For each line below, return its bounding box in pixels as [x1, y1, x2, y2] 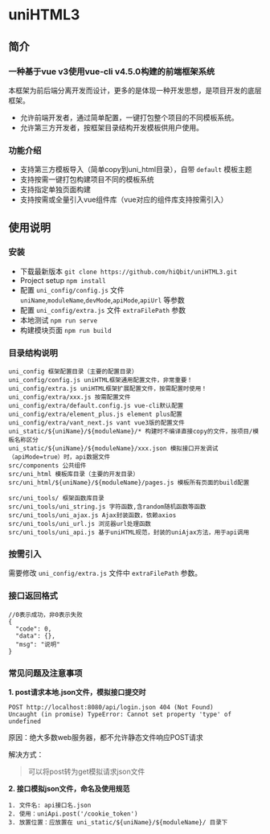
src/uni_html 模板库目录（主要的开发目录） [8, 470, 139, 479]
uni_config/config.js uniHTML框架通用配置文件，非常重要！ [8, 376, 193, 384]
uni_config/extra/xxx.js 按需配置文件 [8, 393, 131, 401]
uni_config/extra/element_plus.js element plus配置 [8, 410, 182, 419]
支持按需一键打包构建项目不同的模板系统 [19, 175, 154, 184]
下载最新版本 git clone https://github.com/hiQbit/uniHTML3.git [19, 266, 238, 276]
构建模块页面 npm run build [19, 325, 112, 335]
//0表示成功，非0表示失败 [8, 610, 83, 618]
